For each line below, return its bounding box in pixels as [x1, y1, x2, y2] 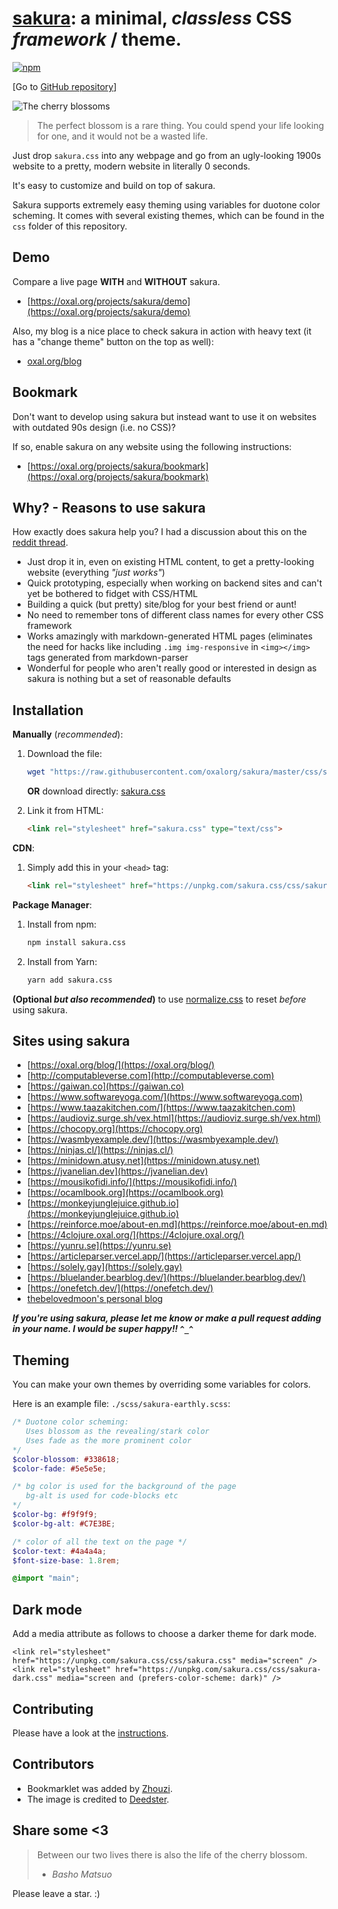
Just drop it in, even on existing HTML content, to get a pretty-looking [26, 556, 315, 568]
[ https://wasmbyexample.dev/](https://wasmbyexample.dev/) [26, 1133, 279, 1146]
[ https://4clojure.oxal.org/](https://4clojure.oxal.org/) [26, 1229, 245, 1241]
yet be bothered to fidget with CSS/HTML [26, 588, 199, 600]
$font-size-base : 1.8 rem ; [12, 1555, 120, 1566]
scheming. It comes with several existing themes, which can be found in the [12, 209, 325, 221]
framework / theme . [12, 28, 182, 51]
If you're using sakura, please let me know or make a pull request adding [12, 1312, 322, 1324]
